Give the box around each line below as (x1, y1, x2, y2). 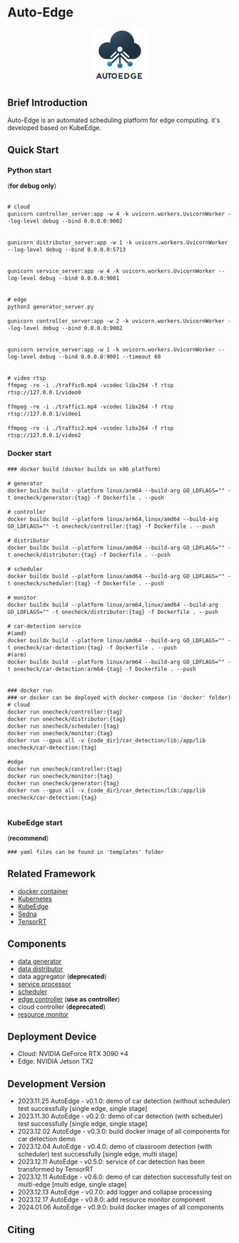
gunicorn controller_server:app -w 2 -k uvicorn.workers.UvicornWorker (7, 318, 225, 325)
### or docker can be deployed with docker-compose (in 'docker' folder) (7, 694, 232, 701)
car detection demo (17, 1134, 76, 1143)
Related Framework (7, 868, 96, 880)
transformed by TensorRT (17, 1165, 94, 1174)
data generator (17, 957, 62, 965)
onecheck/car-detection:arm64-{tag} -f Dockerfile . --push (14, 665, 196, 673)
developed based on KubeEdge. (7, 123, 102, 132)
